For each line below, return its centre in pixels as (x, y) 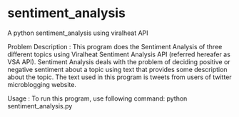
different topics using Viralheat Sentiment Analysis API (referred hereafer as (119, 54)
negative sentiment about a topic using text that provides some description (117, 69)
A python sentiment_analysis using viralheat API (78, 33)
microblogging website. (42, 84)
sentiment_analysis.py (40, 106)
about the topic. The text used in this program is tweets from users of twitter (119, 77)
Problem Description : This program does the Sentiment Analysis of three (115, 46)
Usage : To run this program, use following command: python (97, 98)
